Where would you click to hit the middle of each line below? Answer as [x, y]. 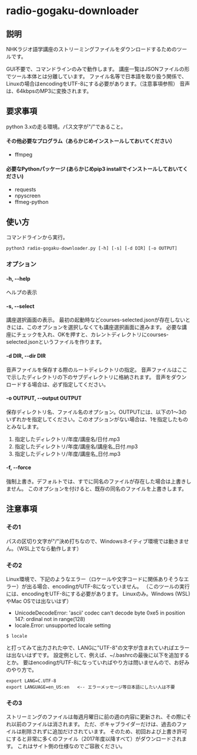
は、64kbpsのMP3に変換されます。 [49, 91]
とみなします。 [24, 427]
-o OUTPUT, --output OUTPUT [44, 398]
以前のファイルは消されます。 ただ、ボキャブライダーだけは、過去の [94, 724]
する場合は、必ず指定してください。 [65, 384]
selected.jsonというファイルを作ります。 [56, 342]
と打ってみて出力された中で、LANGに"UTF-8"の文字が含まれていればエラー [98, 647]
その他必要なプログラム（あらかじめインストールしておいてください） [91, 141]
